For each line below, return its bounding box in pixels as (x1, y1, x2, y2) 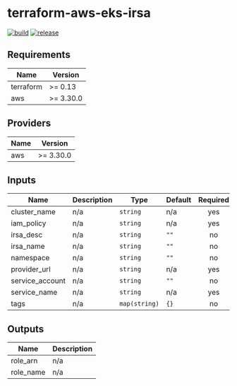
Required (197, 195, 229, 205)
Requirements (7, 49, 71, 61)
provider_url (11, 264, 51, 274)
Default (166, 195, 192, 205)
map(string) (119, 300, 160, 308)
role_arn (11, 356, 38, 365)
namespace (11, 253, 50, 263)
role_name (11, 368, 46, 378)
